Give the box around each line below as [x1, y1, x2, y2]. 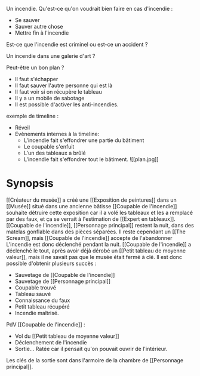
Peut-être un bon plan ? [6, 64, 64, 71]
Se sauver [14, 17, 40, 23]
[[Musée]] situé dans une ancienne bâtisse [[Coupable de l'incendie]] [6, 202, 177, 209]
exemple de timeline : [6, 113, 59, 119]
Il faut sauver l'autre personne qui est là [14, 82, 113, 89]
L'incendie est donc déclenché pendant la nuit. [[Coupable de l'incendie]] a [6, 241, 192, 248]
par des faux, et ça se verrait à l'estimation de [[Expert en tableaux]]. [6, 215, 176, 223]
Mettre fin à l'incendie [14, 29, 69, 36]
